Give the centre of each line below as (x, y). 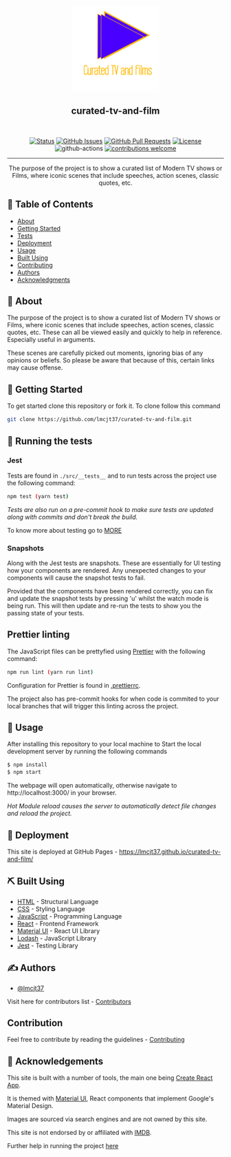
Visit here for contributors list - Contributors (69, 1001)
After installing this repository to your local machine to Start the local (104, 744)
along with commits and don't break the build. (73, 517)
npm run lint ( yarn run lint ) (51, 672)
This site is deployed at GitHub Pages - (63, 852)
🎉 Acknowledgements (55, 1061)
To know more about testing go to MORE (65, 530)
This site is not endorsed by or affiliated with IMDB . (79, 1133)
